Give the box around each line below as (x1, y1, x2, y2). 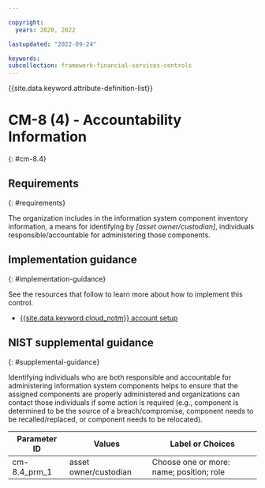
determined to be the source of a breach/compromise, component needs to (8, 406, 254, 415)
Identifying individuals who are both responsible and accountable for (8, 373, 232, 382)
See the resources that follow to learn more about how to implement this (8, 289, 243, 299)
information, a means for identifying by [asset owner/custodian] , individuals (8, 221, 255, 231)
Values (93, 438, 121, 449)
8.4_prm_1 (12, 466, 53, 477)
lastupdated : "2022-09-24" (8, 40, 97, 48)
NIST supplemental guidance (8, 336, 154, 350)
